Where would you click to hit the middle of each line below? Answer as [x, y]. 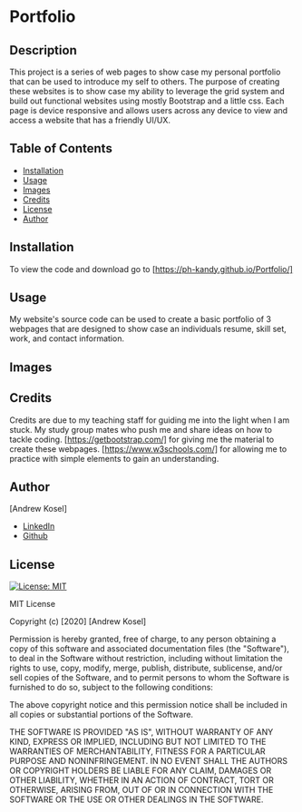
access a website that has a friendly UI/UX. [90, 120]
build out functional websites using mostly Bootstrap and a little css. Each [147, 101]
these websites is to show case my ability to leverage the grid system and [147, 91]
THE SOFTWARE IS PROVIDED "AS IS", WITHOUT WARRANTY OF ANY [141, 732]
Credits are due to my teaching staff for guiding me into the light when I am [150, 420]
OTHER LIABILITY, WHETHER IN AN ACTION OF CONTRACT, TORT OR [141, 780]
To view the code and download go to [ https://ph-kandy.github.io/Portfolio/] [151, 269]
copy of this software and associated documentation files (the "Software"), [150, 649]
